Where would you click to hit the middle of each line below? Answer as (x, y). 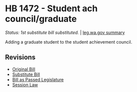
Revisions (20, 57)
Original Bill (24, 69)
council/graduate (41, 19)
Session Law (25, 85)
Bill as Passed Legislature (38, 79)
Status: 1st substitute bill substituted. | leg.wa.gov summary (65, 32)
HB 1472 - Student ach (51, 9)
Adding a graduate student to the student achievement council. (69, 42)
